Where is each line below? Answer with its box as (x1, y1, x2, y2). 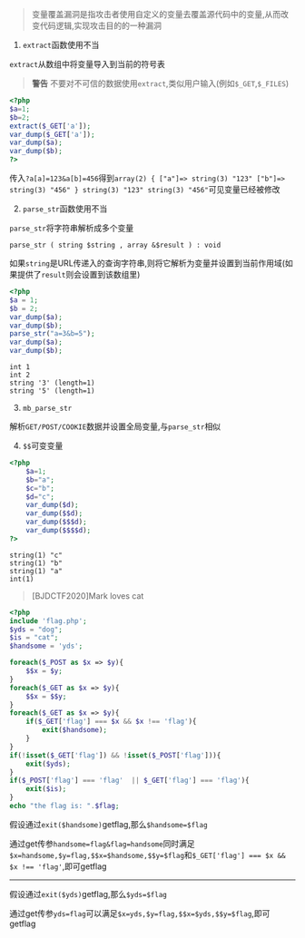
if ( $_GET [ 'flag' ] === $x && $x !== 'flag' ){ (25, 717, 197, 727)
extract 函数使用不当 (22, 40, 100, 50)
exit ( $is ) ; (25, 785, 67, 794)
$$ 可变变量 (22, 440, 64, 451)
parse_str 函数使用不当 (22, 203, 108, 214)
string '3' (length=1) (9, 378, 95, 387)
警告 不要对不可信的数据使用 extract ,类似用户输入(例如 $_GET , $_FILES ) (31, 78, 290, 89)
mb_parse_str (22, 404, 73, 413)
